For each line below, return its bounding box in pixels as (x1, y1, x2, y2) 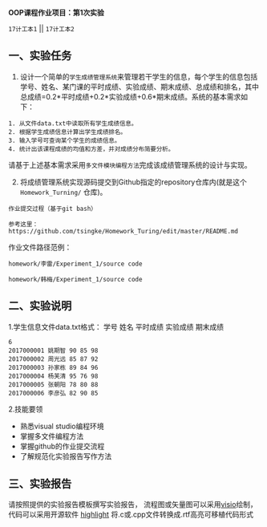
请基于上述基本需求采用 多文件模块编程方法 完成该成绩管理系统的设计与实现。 (8, 160, 253, 169)
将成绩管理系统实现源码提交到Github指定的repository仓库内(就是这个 (19, 176, 247, 187)
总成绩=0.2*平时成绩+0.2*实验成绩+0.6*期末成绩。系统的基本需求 (19, 91, 241, 101)
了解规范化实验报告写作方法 (19, 451, 112, 460)
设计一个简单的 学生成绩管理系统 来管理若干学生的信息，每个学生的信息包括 (19, 71, 258, 81)
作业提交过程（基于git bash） (8, 205, 98, 213)
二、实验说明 (8, 299, 72, 313)
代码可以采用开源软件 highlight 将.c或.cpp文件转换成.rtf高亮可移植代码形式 (8, 509, 254, 520)
